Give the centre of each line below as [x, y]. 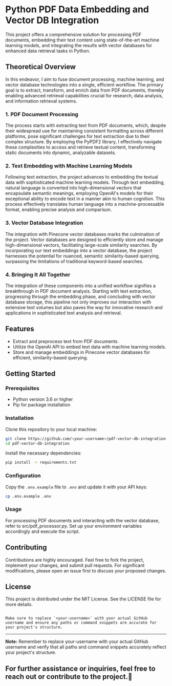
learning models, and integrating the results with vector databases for [79, 45]
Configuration [23, 476]
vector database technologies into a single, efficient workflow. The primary [84, 84]
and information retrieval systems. [41, 101]
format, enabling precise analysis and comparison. [59, 210]
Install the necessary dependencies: [44, 453]
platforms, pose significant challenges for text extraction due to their [78, 136]
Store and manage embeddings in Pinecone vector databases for [81, 352]
